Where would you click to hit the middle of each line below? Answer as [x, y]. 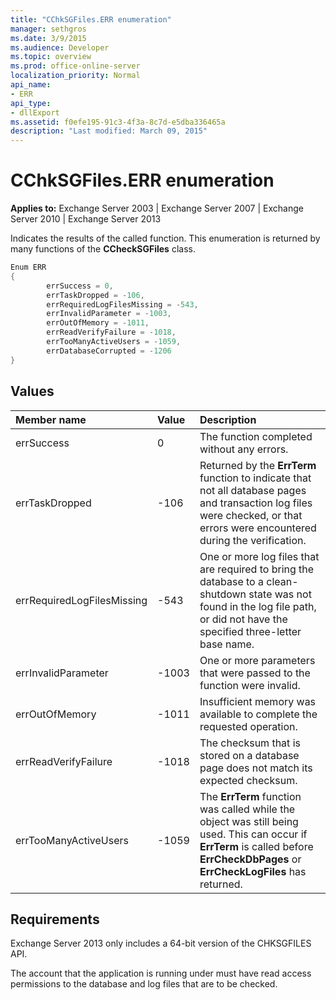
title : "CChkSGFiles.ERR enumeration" [91, 19]
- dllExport [35, 112]
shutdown [223, 594]
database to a [231, 581]
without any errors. [244, 449]
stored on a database [249, 755]
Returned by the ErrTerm [258, 465]
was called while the [247, 809]
